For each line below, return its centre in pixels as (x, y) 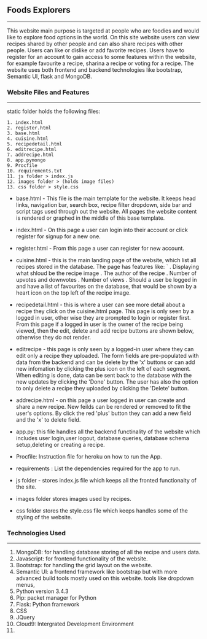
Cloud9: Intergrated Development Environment (75, 624)
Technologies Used (37, 533)
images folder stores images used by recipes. (73, 499)
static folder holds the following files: (54, 111)
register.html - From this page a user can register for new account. (100, 249)
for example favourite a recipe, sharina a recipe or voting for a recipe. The (100, 63)
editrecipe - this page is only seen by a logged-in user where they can (105, 349)
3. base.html (24, 134)
